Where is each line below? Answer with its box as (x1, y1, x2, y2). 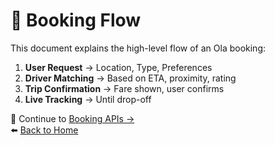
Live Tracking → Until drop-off (24, 93, 152, 105)
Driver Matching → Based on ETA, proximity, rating (24, 72, 237, 84)
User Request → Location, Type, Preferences (24, 61, 213, 73)
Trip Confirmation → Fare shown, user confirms (24, 82, 225, 94)
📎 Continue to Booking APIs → (10, 112, 135, 124)
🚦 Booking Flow (10, 9, 142, 32)
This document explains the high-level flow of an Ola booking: (10, 42, 267, 54)
